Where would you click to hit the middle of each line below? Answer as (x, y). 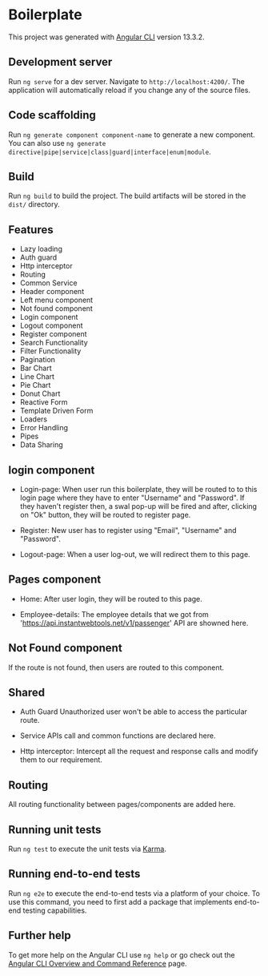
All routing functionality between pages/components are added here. (122, 805)
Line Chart (37, 377)
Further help (40, 936)
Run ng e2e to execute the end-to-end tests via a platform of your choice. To (134, 893)
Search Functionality (54, 343)
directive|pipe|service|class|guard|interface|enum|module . (110, 151)
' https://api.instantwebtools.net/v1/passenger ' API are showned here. (134, 623)
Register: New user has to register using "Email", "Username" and (128, 530)
